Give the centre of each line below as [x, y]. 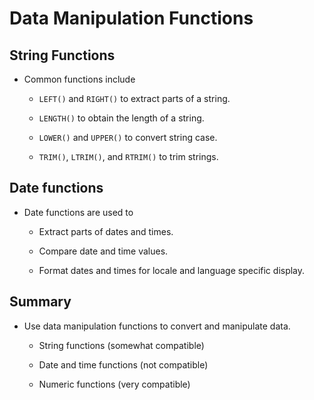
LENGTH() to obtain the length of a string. [121, 118]
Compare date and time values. [103, 251]
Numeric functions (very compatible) [114, 384]
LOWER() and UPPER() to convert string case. [128, 137]
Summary [40, 302]
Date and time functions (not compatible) [123, 364]
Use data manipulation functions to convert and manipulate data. [157, 326]
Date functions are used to [78, 212]
